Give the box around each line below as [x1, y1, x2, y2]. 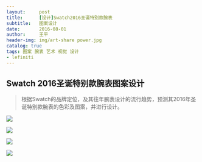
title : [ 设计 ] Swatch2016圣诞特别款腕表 [6, 15, 113, 21]
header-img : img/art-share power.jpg [6, 37, 102, 43]
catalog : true [6, 43, 43, 49]
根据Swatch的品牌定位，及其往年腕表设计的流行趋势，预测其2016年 [21, 96, 191, 103]
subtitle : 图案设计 [6, 20, 58, 26]
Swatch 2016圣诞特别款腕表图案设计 [6, 79, 145, 89]
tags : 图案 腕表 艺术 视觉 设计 [6, 49, 79, 55]
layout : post [6, 9, 50, 15]
